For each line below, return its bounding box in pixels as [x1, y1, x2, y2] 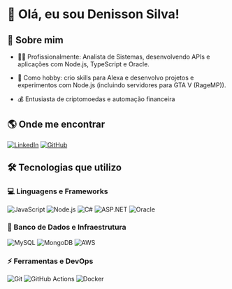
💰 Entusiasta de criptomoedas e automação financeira [17, 95, 175, 103]
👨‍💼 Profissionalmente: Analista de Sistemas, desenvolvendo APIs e [17, 52, 210, 61]
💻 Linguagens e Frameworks [7, 186, 108, 196]
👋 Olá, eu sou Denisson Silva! [7, 6, 180, 22]
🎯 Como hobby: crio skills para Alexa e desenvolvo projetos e [17, 73, 194, 82]
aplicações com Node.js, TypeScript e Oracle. [17, 60, 150, 68]
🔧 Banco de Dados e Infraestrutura [7, 223, 126, 232]
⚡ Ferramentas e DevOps [7, 256, 94, 266]
